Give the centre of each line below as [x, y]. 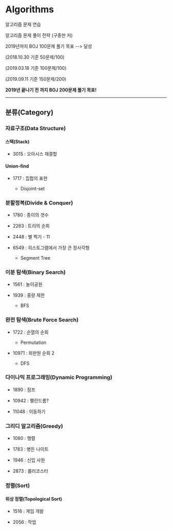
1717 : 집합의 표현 [30, 178]
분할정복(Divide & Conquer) [39, 203]
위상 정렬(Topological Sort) [34, 499]
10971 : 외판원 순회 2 [34, 353]
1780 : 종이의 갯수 [30, 215]
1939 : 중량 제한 [29, 295]
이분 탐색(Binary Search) [36, 272]
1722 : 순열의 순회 [30, 332]
